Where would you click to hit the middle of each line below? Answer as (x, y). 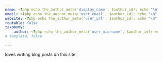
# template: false (24, 37)
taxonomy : (15, 27)
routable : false (21, 23)
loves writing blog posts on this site (41, 54)
